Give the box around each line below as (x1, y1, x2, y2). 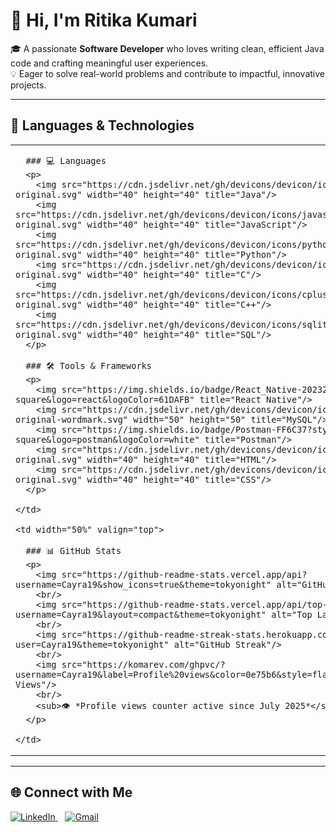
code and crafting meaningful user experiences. (10, 57, 209, 69)
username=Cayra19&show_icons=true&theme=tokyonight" (15, 579, 272, 590)
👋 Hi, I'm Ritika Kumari (10, 9, 198, 32)
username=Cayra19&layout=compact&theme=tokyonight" (15, 609, 267, 620)
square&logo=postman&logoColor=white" (15, 434, 200, 445)
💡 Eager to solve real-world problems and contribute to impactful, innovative (10, 67, 325, 79)
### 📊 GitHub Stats (25, 545, 122, 556)
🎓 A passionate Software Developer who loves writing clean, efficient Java (10, 42, 325, 54)
